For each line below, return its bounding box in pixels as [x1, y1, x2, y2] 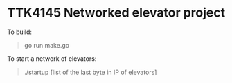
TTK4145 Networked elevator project [7, 5, 226, 21]
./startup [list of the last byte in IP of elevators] [24, 68, 157, 76]
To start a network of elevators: [7, 54, 97, 63]
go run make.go [24, 41, 70, 49]
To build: [7, 28, 33, 36]
